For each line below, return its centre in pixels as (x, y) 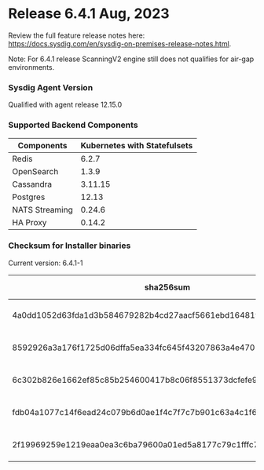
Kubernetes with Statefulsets (137, 145)
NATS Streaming (42, 209)
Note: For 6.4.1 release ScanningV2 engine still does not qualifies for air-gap (131, 59)
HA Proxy (29, 222)
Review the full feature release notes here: (77, 35)
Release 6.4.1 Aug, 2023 (89, 14)
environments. (31, 67)
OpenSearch (35, 171)
